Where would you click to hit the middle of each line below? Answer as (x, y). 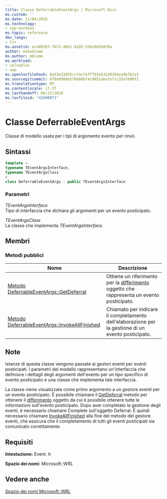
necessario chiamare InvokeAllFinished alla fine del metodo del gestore (78, 416)
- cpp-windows (20, 28)
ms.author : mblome (24, 56)
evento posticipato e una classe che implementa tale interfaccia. (71, 380)
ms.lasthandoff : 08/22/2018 (34, 93)
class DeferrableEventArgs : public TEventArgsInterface (65, 182)
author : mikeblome (24, 51)
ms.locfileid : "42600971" (32, 98)
